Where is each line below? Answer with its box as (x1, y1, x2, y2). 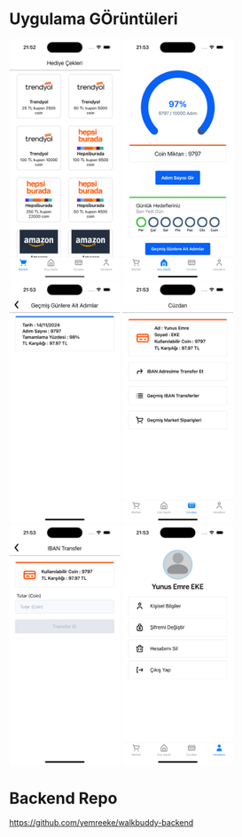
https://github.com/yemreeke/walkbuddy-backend (9, 817, 194, 828)
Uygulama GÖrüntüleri (9, 9, 179, 29)
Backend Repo (9, 788, 118, 809)
